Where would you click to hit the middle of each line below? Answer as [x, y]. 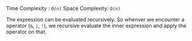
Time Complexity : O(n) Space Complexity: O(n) [64, 8]
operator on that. [26, 32]
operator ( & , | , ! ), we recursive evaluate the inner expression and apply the [96, 26]
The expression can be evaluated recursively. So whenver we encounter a [95, 19]
